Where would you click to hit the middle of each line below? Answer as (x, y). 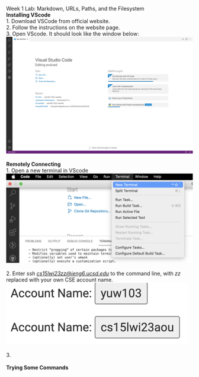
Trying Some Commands (37, 368)
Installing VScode (28, 15)
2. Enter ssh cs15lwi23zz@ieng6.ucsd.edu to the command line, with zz (94, 274)
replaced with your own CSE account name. (60, 280)
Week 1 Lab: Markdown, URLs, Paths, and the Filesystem (75, 9)
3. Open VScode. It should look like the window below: (73, 34)
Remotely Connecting (33, 164)
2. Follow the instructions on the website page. (63, 27)
